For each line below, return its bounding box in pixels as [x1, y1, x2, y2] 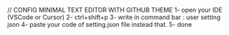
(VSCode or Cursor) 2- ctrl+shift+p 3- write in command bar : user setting [7, 13, 221, 21]
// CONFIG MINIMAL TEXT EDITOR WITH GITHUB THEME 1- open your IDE [7, 6, 223, 14]
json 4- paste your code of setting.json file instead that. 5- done [7, 21, 193, 28]
